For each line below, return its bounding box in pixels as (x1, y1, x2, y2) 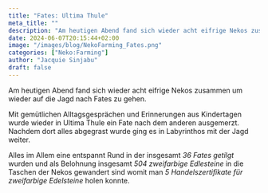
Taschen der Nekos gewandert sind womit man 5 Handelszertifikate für (8, 167, 243, 176)
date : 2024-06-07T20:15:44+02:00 (8, 33, 120, 42)
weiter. (8, 135, 30, 144)
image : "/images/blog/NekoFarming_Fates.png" (8, 41, 162, 49)
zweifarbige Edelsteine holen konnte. (8, 175, 130, 185)
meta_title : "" (8, 19, 59, 27)
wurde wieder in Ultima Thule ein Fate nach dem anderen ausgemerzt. (8, 117, 240, 128)
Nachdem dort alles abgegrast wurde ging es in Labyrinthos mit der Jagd (8, 126, 249, 136)
